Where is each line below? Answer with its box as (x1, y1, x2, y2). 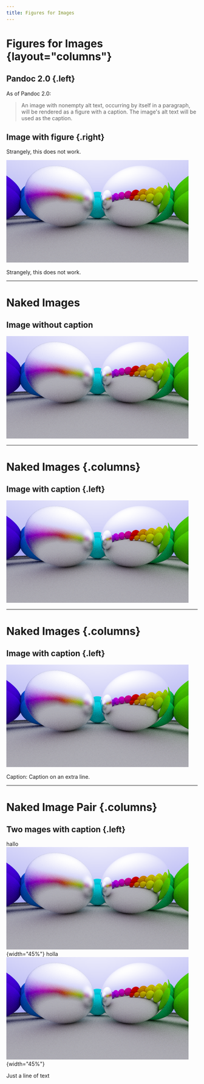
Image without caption (6, 320, 93, 330)
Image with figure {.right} (6, 132, 105, 143)
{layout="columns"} (6, 49, 112, 63)
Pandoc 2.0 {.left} (6, 73, 75, 84)
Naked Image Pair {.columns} (6, 800, 158, 814)
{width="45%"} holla (6, 950, 59, 958)
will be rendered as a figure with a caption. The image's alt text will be (21, 108, 197, 115)
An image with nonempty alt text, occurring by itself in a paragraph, (21, 101, 191, 109)
